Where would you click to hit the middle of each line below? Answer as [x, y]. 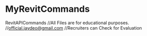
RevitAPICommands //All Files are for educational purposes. [67, 23]
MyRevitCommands [48, 9]
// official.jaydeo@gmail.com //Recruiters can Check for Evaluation [74, 28]
